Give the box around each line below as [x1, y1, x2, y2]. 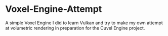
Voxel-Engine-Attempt [5, 3, 102, 15]
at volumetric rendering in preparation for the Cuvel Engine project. [5, 25, 145, 31]
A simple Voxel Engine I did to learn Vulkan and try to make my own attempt [5, 20, 163, 26]
